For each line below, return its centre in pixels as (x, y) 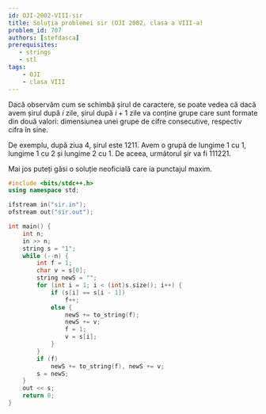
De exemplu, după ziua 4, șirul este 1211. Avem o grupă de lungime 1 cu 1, (127, 145)
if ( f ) (47, 359)
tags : (17, 67)
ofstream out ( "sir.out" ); (51, 212)
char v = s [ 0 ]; (62, 271)
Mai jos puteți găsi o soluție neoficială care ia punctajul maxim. (110, 169)
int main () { (30, 226)
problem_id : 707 (35, 30)
